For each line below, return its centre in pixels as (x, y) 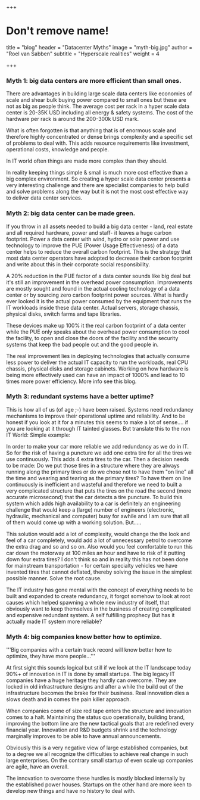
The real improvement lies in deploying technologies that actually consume (98, 356)
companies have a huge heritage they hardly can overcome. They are (91, 680)
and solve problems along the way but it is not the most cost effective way (97, 192)
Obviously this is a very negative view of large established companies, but (97, 748)
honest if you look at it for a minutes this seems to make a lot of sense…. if (97, 422)
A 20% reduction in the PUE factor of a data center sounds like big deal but (99, 276)
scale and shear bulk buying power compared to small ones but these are (96, 100)
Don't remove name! (57, 31)
